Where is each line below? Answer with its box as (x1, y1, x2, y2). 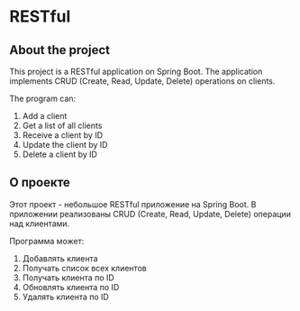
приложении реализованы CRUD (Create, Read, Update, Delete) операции (9, 208, 291, 219)
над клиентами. (9, 218, 70, 229)
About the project (9, 42, 111, 58)
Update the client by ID (22, 140, 108, 150)
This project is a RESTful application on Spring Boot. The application (9, 66, 263, 77)
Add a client (22, 111, 68, 121)
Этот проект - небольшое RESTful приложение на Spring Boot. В (9, 198, 257, 209)
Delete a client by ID (22, 149, 97, 160)
